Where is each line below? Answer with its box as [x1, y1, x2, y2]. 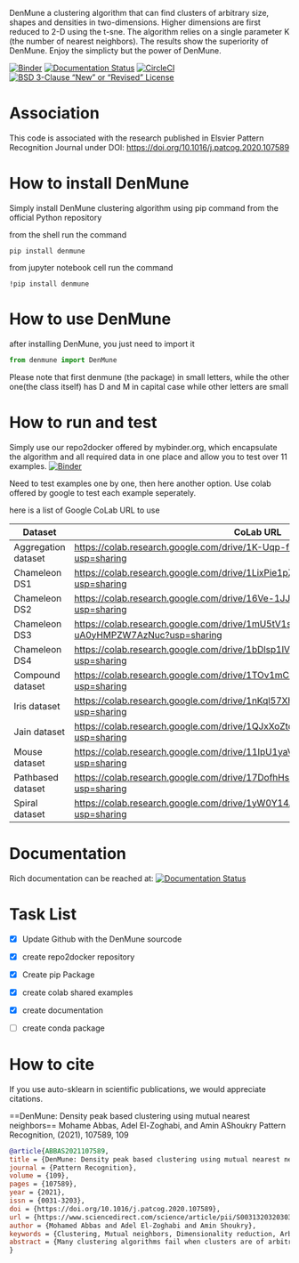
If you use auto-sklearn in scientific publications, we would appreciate [9, 1083, 267, 1094]
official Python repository [9, 212, 102, 223]
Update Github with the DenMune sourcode [21, 934, 182, 944]
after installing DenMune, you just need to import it [9, 338, 196, 349]
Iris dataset [13, 700, 61, 712]
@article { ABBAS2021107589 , [9, 1146, 109, 1155]
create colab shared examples [21, 987, 133, 998]
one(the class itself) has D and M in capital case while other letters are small [9, 381, 289, 392]
